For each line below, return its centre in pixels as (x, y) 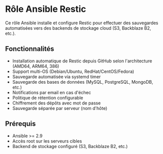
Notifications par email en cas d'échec (52, 92)
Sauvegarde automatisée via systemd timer (56, 77)
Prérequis (21, 124)
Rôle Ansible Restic (46, 9)
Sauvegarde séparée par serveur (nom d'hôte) (60, 108)
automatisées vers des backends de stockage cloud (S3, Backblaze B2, (78, 28)
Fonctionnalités (30, 49)
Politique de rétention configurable (48, 98)
